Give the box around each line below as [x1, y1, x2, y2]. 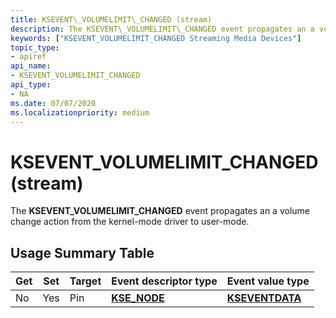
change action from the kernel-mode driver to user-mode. [10, 216, 250, 228]
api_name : [10, 61, 52, 71]
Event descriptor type [111, 274, 218, 288]
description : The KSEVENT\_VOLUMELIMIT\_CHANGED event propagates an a [10, 24, 315, 34]
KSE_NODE [111, 291, 165, 305]
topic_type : [10, 42, 60, 53]
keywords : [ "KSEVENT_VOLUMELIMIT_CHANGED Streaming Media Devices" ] [10, 33, 302, 43]
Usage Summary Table [10, 244, 155, 261]
